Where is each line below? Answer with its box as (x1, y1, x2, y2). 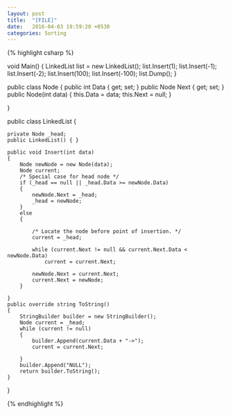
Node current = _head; (19, 319, 85, 327)
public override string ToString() (7, 301, 110, 308)
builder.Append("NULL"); (19, 362, 92, 369)
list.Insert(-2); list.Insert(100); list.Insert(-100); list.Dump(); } (7, 70, 177, 78)
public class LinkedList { (7, 117, 76, 126)
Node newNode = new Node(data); (19, 161, 113, 168)
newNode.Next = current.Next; (32, 270, 119, 278)
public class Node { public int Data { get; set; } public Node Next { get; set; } (7, 83, 225, 91)
